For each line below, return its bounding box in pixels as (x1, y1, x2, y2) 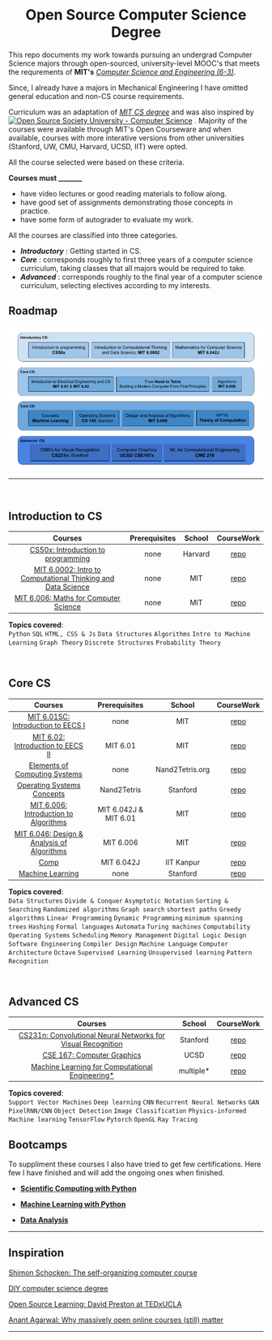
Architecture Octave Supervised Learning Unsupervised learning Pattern (8, 948, 253, 957)
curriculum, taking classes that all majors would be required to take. (19, 263, 247, 273)
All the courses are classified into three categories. (8, 230, 178, 240)
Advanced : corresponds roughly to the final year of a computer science (19, 272, 263, 282)
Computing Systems (15, 769, 83, 778)
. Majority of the (193, 115, 248, 125)
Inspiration (8, 1246, 65, 1260)
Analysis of (30, 838, 67, 847)
